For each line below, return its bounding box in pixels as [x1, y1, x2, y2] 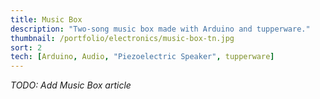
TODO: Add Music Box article [10, 79, 132, 91]
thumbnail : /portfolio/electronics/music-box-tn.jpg [10, 33, 235, 43]
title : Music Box [10, 14, 83, 25]
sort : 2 [10, 42, 43, 53]
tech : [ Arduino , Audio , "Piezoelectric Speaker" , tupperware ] [10, 52, 275, 62]
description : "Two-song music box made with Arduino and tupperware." [10, 24, 311, 34]
